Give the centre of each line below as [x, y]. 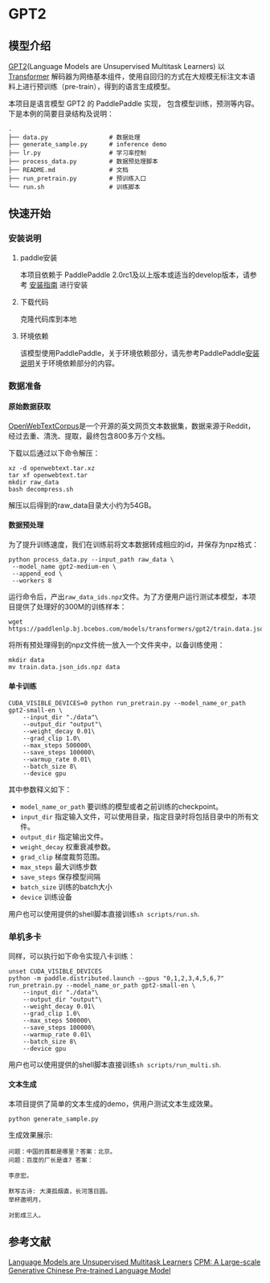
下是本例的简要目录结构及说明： [61, 114]
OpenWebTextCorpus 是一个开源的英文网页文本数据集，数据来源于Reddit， [132, 426]
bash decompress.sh [41, 489]
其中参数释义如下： [40, 790]
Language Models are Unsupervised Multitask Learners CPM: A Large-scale [135, 1261]
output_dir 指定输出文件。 [64, 837]
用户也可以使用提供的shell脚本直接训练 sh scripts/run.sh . [104, 914]
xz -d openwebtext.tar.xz [51, 468]
